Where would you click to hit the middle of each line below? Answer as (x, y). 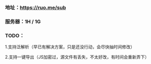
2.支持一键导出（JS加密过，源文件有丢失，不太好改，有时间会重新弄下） (77, 57)
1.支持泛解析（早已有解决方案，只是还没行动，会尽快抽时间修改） (70, 47)
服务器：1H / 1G (23, 21)
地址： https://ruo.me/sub (35, 7)
